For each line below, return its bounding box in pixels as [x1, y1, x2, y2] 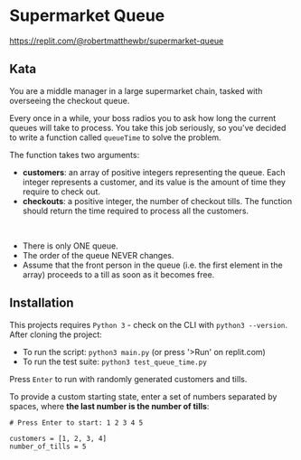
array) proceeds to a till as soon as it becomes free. [22, 268, 215, 280]
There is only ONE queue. [22, 240, 119, 251]
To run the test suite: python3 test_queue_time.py [22, 356, 208, 367]
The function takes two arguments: [9, 149, 140, 160]
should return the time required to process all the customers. [22, 205, 249, 216]
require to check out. [22, 186, 101, 197]
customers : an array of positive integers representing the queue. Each [22, 166, 286, 177]
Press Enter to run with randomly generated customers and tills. [9, 373, 248, 384]
